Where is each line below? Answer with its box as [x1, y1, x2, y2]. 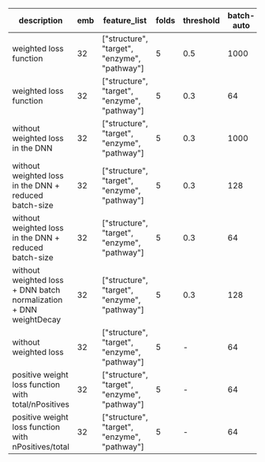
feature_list [103, 15, 147, 26]
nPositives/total [12, 442, 69, 452]
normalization [12, 295, 63, 305]
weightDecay [12, 315, 62, 325]
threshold [182, 15, 221, 26]
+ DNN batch [12, 285, 61, 295]
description [18, 15, 63, 26]
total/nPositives [12, 399, 69, 409]
